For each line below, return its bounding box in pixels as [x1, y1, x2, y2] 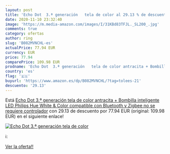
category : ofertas [5, 31, 44, 36]
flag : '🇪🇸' [5, 74, 30, 79]
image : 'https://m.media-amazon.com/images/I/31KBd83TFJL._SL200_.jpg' [5, 21, 159, 27]
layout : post [5, 7, 33, 13]
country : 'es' [5, 69, 35, 74]
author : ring [5, 36, 33, 41]
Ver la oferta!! [5, 143, 34, 149]
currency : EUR [5, 50, 35, 55]
